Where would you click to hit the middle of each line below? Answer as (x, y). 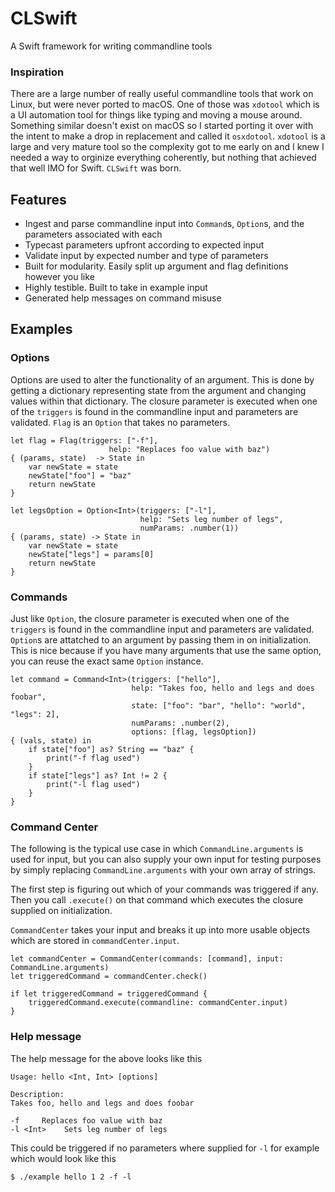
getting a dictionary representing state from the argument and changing (158, 390)
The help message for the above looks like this (106, 1058)
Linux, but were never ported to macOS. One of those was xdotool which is (165, 104)
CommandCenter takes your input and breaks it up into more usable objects (160, 930)
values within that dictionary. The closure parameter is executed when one (164, 401)
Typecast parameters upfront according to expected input (144, 245)
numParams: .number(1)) (189, 528)
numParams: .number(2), (180, 723)
